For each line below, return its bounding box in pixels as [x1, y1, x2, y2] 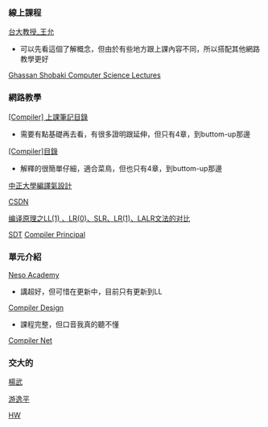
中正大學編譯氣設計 [8, 180, 72, 190]
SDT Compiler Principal [8, 229, 86, 239]
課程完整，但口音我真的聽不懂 [19, 319, 119, 329]
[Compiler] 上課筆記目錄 [8, 111, 89, 122]
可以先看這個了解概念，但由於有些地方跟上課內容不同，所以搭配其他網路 [19, 44, 260, 54]
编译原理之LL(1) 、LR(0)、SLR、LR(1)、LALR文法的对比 [8, 213, 191, 223]
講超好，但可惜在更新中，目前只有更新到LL [19, 287, 163, 296]
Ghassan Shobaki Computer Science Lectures [8, 70, 161, 80]
